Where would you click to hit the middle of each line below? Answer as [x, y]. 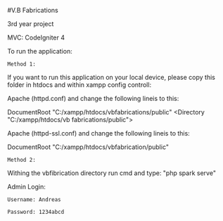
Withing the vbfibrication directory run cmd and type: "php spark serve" [112, 173]
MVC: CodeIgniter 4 [36, 37]
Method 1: [22, 64]
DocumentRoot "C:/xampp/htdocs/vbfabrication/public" [88, 147]
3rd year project [31, 24]
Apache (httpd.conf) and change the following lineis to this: [93, 98]
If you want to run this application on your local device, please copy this [111, 77]
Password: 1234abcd [36, 212]
